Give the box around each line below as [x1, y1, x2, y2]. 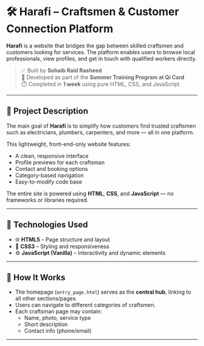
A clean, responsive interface [15, 152, 89, 159]
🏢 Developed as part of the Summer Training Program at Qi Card [21, 74, 185, 81]
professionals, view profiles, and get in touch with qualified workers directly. [6, 55, 197, 62]
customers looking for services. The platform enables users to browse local [6, 48, 195, 55]
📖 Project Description [6, 106, 89, 116]
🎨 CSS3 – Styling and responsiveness [15, 243, 110, 250]
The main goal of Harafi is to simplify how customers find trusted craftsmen [6, 122, 196, 130]
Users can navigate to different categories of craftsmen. [15, 302, 156, 309]
